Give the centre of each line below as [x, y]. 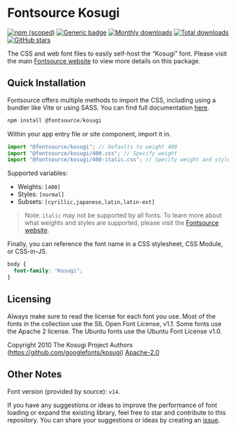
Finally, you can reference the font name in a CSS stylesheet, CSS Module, [115, 244]
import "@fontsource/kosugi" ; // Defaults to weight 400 [92, 147]
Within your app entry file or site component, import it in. [89, 134]
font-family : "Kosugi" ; [48, 271]
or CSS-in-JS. [27, 252]
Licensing [29, 299]
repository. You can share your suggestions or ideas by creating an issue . [114, 420]
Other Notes [34, 374]
